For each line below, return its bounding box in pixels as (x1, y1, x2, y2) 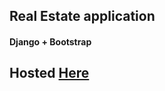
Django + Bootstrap (9, 35, 92, 48)
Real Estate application (9, 8, 156, 25)
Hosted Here (9, 65, 90, 82)
